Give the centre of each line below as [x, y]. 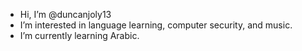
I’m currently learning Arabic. [79, 35]
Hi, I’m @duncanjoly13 [65, 14]
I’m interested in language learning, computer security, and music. [156, 25]
